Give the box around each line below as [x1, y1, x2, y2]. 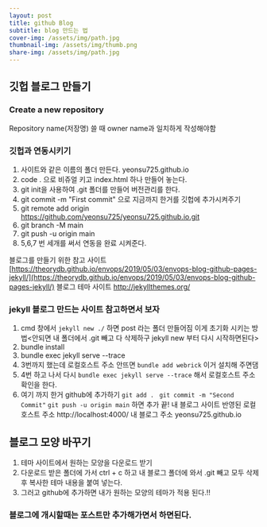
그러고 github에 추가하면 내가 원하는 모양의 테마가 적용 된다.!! [20, 488, 211, 498]
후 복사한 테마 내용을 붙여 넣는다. [20, 478, 122, 487]
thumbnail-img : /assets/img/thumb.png [9, 41, 137, 49]
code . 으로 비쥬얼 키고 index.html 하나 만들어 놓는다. [20, 174, 188, 184]
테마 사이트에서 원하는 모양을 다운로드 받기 [20, 458, 153, 467]
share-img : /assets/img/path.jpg [9, 48, 120, 56]
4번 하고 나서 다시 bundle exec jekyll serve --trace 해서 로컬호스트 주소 [20, 370, 256, 380]
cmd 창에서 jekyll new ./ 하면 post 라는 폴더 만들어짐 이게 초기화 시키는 [20, 324, 250, 333]
